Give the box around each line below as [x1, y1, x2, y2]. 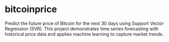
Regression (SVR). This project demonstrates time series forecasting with [5, 25, 159, 31]
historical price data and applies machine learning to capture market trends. [5, 31, 164, 37]
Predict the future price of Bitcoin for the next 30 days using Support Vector [5, 20, 164, 26]
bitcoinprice [5, 4, 57, 15]
